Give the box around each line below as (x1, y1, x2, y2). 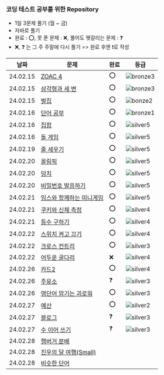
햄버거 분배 (40, 337, 70, 346)
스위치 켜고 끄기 (40, 230, 82, 238)
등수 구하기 (40, 218, 70, 226)
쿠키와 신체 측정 (40, 205, 82, 214)
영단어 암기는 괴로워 (40, 289, 93, 298)
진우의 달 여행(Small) (40, 348, 97, 356)
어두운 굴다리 (40, 254, 75, 262)
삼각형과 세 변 (40, 85, 77, 93)
